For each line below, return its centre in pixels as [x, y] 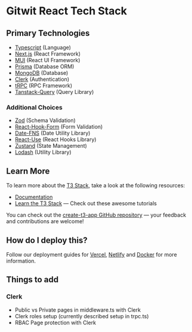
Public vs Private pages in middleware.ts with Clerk [78, 310]
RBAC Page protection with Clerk [55, 322]
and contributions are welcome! [45, 221]
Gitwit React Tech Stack [66, 11]
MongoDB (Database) [41, 73]
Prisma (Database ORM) [44, 66]
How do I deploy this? [47, 240]
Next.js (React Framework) [48, 54]
